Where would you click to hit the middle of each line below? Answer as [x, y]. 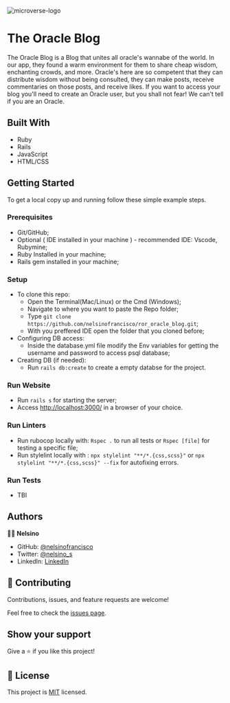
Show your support [49, 635]
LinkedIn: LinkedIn [43, 561]
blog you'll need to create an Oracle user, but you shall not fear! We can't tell [115, 94]
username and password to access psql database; [99, 353]
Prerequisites [30, 217]
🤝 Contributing [39, 583]
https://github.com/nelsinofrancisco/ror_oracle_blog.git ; [113, 324]
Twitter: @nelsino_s [45, 554]
